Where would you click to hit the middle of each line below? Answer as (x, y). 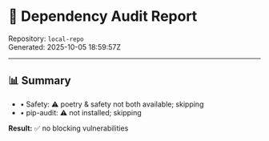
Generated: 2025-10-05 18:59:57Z (65, 46)
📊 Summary (40, 81)
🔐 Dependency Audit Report (103, 16)
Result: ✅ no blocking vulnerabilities (68, 128)
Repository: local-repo (46, 38)
